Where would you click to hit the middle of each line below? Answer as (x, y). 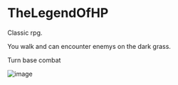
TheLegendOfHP (58, 13)
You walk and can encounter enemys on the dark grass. (89, 46)
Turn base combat (34, 60)
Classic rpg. (25, 33)
